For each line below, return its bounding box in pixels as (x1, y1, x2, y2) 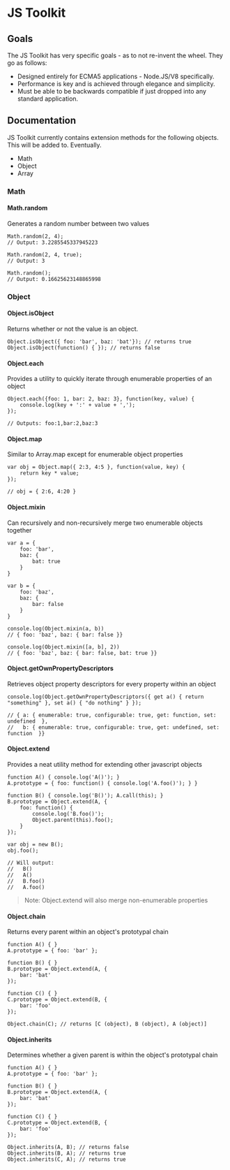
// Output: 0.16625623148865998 (7, 275, 101, 282)
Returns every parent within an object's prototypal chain (7, 927, 169, 936)
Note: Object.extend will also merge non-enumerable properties (24, 896, 208, 904)
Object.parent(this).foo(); (32, 816, 114, 824)
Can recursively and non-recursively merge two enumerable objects (7, 519, 204, 527)
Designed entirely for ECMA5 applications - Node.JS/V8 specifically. (17, 72, 215, 80)
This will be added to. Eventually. (7, 140, 102, 149)
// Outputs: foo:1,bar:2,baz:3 (7, 420, 98, 427)
